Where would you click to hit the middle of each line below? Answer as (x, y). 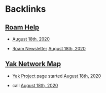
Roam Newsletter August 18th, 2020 (49, 48)
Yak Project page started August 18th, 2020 (56, 76)
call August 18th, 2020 (35, 85)
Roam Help (22, 27)
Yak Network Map (33, 64)
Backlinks (26, 9)
